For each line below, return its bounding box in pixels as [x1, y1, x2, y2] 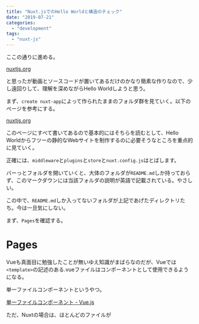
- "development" [11, 25, 52, 32]
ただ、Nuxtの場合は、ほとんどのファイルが [6, 311, 112, 318]
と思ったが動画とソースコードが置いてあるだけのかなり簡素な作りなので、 [6, 78, 188, 84]
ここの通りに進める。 [6, 54, 58, 60]
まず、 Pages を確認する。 [6, 217, 67, 224]
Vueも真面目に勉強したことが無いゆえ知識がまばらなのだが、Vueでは [6, 258, 176, 265]
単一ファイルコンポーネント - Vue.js [6, 298, 94, 306]
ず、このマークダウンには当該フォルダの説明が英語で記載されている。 [6, 177, 178, 184]
